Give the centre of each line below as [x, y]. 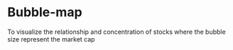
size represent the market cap [51, 39]
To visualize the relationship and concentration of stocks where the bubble [116, 32]
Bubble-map [45, 12]
